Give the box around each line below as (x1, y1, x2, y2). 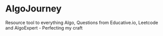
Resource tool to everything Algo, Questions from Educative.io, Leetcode (5, 19, 158, 25)
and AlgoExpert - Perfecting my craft (5, 24, 83, 30)
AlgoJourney (5, 3, 62, 14)
